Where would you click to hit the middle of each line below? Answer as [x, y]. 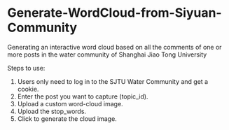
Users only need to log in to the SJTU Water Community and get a [113, 81]
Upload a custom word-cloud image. [70, 103]
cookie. [28, 89]
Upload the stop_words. [51, 111]
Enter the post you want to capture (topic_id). [83, 96]
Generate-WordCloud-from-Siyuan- [114, 13]
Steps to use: [26, 68]
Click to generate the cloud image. [67, 118]
